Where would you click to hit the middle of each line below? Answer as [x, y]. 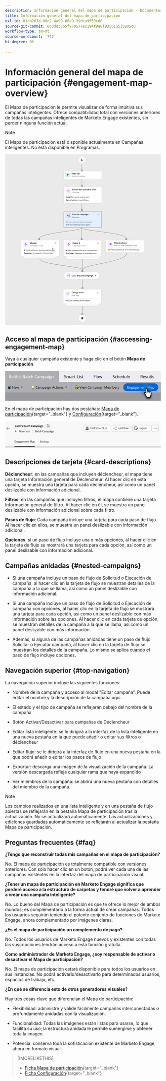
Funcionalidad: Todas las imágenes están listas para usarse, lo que [80, 1023]
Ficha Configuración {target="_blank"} [63, 1073]
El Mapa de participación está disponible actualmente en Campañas [74, 142]
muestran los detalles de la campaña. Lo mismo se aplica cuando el [81, 650]
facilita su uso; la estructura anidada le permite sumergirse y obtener [83, 1028]
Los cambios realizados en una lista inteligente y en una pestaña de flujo [79, 806]
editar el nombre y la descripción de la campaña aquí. [67, 697]
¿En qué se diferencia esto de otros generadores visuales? [66, 989]
